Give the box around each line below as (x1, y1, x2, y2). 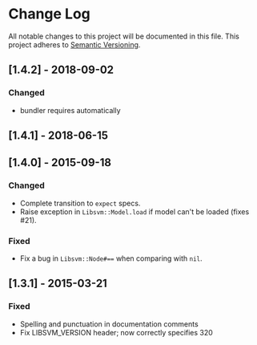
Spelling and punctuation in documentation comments (19, 319, 199, 329)
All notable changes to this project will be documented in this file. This (8, 31, 240, 41)
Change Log (8, 5, 90, 23)
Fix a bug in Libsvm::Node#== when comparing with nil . (19, 254, 203, 263)
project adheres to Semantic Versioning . (8, 39, 141, 49)
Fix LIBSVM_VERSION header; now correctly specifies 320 (19, 327, 214, 337)
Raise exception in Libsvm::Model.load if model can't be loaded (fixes (19, 206, 250, 217)
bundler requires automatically (19, 105, 122, 115)
